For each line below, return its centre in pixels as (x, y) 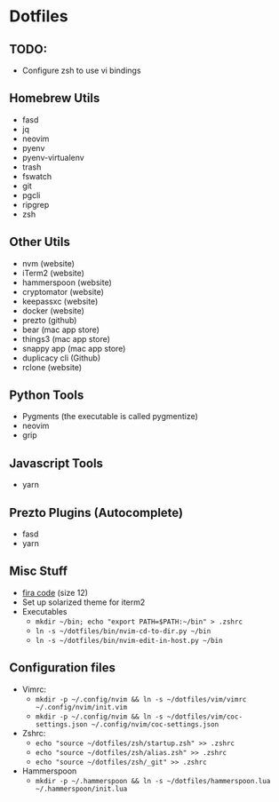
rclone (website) (52, 367)
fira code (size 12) (55, 592)
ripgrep (36, 204)
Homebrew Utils (55, 98)
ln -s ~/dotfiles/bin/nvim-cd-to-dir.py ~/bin (123, 631)
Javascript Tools (56, 463)
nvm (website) (48, 263)
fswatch (37, 176)
